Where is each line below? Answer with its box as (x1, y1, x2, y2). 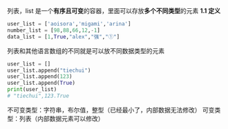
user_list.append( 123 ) (7, 73, 73, 80)
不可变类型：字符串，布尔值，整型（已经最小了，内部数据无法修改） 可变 (7, 106, 215, 114)
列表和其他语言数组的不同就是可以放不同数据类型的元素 (7, 46, 164, 54)
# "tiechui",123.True (7, 92, 70, 99)
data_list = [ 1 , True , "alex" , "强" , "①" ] (7, 33, 120, 40)
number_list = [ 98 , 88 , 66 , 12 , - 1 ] (7, 27, 100, 34)
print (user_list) (7, 86, 57, 93)
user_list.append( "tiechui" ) (7, 67, 91, 74)
